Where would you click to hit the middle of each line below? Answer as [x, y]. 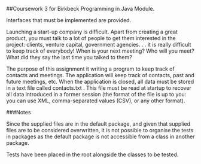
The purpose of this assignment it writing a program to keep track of [90, 69]
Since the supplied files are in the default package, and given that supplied [98, 124]
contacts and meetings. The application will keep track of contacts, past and [100, 75]
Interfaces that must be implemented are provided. [69, 20]
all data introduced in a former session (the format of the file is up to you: [96, 94]
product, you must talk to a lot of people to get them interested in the [91, 38]
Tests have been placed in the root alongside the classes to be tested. [92, 154]
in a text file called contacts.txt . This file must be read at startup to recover [99, 88]
